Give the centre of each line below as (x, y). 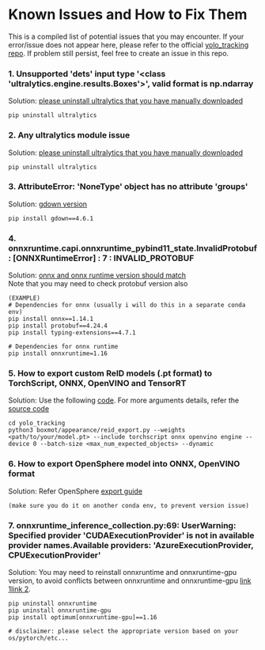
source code (29, 409)
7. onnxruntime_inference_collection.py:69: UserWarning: (122, 525)
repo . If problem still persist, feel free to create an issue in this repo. (119, 53)
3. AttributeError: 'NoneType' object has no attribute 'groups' (128, 187)
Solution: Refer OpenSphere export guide (76, 491)
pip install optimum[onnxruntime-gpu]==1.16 (83, 618)
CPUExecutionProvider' (55, 555)
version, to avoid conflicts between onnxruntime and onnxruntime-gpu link (130, 581)
